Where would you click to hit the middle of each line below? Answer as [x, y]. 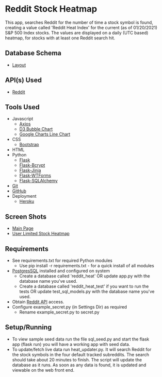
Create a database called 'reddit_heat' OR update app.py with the [85, 276]
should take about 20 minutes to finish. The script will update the [77, 360]
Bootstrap [29, 145]
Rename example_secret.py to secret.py [59, 312]
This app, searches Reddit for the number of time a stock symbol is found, [79, 22]
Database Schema [33, 53]
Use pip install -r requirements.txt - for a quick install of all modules [87, 266]
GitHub [19, 191]
